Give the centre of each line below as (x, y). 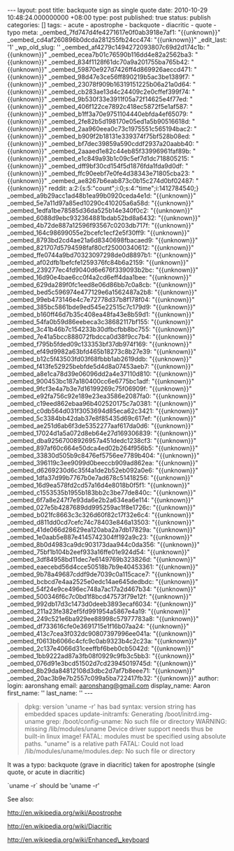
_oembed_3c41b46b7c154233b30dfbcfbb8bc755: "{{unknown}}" (101, 329)
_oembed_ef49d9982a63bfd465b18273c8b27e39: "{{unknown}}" (102, 351)
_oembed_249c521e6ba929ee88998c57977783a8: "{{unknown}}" (103, 619)
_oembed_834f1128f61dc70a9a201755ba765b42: (119, 62)
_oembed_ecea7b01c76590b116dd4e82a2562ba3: (121, 54)
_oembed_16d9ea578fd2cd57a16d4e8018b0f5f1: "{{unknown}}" (99, 485)
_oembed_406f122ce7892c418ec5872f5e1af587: (118, 107)
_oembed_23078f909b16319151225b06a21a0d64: (120, 84)
